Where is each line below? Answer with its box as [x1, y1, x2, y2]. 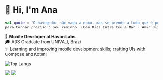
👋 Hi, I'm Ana [5, 4, 58, 15]
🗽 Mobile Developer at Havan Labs [5, 33, 76, 39]
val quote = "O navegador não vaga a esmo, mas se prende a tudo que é [5, 20, 153, 25]
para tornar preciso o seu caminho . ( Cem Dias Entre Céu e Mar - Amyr [5, 25, 151, 29]
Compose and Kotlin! [5, 51, 47, 57]
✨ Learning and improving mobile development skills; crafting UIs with [5, 46, 146, 52]
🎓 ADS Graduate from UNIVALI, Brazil [5, 39, 82, 45]
